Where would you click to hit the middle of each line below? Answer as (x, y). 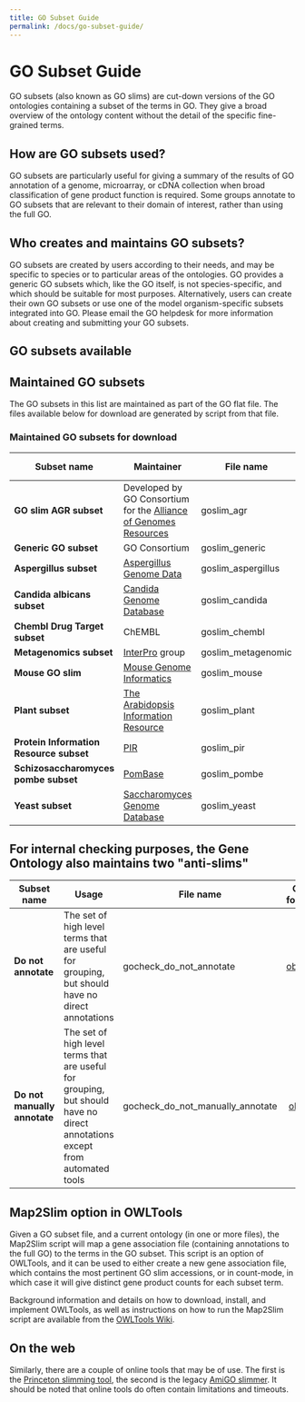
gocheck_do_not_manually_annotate (200, 1107)
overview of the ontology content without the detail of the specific (133, 115)
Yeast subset (43, 805)
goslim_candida (234, 600)
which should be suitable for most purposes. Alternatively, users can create (151, 294)
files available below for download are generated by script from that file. (144, 413)
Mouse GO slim (48, 672)
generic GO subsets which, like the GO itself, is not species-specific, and (146, 284)
